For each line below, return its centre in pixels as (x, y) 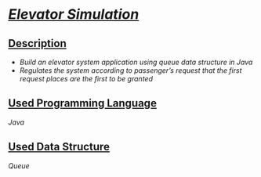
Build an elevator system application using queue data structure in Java (136, 62)
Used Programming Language (82, 103)
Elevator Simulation (74, 14)
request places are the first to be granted (86, 79)
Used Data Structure (59, 147)
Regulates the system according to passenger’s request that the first (130, 70)
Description (37, 43)
